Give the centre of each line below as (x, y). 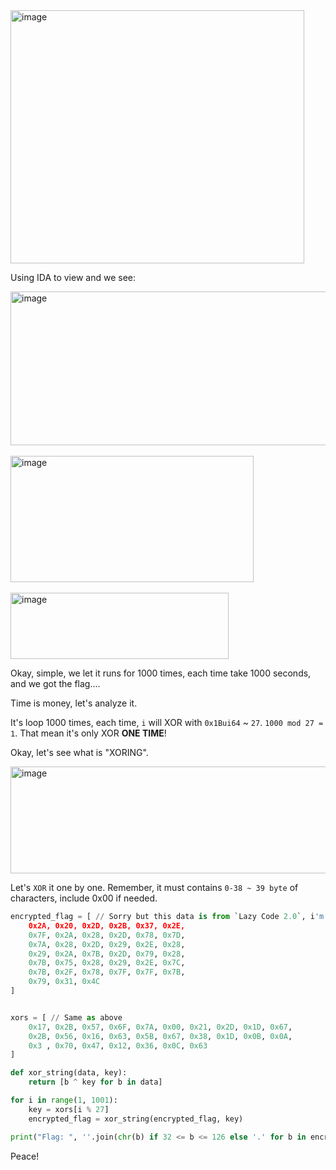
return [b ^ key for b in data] (95, 1082)
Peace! (25, 1156)
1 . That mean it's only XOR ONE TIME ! (88, 733)
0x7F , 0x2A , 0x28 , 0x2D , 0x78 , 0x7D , (107, 935)
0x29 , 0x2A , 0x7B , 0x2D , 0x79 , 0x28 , (107, 954)
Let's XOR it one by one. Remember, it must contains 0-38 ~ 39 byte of (154, 887)
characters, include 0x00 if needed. (84, 898)
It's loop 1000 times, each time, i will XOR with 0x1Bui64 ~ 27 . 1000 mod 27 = (167, 722)
